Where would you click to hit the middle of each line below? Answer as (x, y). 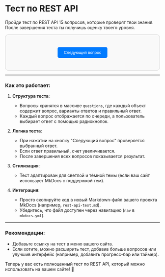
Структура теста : (31, 96)
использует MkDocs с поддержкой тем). (62, 181)
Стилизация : (26, 166)
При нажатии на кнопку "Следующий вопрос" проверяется (82, 141)
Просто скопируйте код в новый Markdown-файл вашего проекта (88, 200)
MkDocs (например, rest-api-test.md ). (60, 205)
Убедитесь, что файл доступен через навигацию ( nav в (77, 210)
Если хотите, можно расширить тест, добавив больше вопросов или (84, 249)
